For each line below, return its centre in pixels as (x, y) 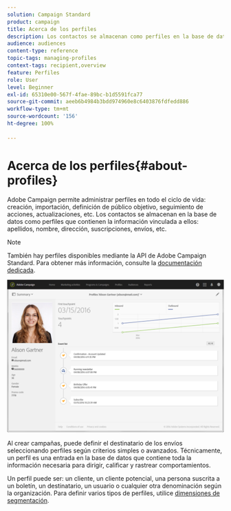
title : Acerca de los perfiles (52, 29)
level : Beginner (30, 87)
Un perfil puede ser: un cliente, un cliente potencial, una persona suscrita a (113, 479)
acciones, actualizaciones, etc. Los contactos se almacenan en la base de (112, 214)
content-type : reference (43, 51)
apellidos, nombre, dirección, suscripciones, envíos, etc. (87, 229)
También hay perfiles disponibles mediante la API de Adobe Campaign (107, 255)
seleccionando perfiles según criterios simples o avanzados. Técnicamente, (114, 450)
